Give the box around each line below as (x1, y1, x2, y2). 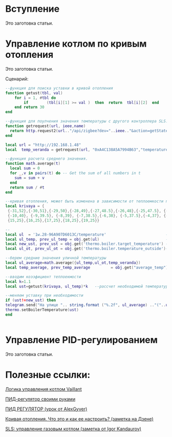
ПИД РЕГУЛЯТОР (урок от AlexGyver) (5, 406, 88, 412)
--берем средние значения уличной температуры (5, 256, 106, 261)
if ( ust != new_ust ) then (5, 298, 56, 303)
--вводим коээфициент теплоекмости (5, 274, 81, 279)
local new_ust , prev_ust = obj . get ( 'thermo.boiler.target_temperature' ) (5, 241, 164, 246)
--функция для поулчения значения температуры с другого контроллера (5, 119, 157, 124)
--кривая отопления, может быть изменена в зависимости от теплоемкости (5, 199, 164, 204)
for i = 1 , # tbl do (14, 95, 56, 100)
